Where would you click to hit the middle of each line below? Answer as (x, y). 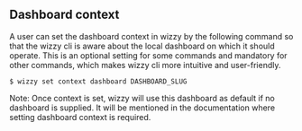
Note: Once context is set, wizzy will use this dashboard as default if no (142, 98)
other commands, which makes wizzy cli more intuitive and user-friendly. (145, 65)
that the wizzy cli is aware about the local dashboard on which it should (142, 46)
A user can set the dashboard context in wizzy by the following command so (151, 36)
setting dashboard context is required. (80, 117)
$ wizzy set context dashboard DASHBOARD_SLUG (98, 81)
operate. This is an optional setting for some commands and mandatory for (148, 55)
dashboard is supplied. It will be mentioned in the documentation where (142, 108)
